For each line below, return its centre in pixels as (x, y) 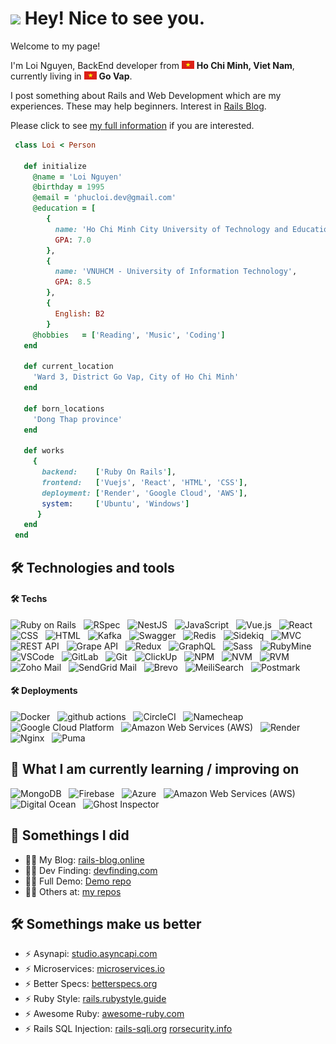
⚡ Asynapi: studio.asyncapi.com (91, 954)
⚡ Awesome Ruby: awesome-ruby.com (104, 1014)
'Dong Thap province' (77, 419)
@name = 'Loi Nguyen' (77, 177)
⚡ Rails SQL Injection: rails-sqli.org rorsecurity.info (128, 1029)
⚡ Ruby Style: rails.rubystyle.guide (95, 999)
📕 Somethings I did (70, 835)
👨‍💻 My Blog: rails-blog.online (84, 859)
